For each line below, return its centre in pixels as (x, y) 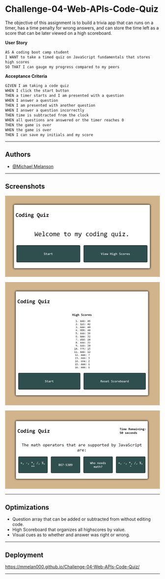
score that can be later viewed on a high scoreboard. (58, 33)
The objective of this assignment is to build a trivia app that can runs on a (79, 23)
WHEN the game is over (28, 130)
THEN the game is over (28, 125)
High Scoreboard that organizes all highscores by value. (69, 530)
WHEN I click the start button (37, 90)
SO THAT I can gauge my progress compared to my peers (62, 67)
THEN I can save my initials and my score (49, 135)
